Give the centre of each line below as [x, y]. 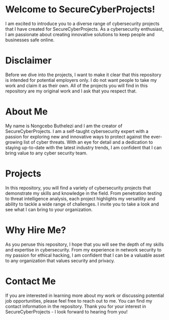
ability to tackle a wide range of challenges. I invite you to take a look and [82, 204]
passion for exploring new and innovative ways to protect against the [78, 136]
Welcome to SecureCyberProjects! [80, 9]
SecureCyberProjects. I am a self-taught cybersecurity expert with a [77, 131]
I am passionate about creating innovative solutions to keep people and [80, 34]
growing [14, 142]
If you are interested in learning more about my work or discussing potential [85, 295]
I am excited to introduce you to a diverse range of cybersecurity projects [82, 24]
